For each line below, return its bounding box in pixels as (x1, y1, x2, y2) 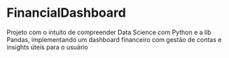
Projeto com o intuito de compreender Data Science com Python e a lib (6, 28, 211, 36)
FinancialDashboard (6, 5, 127, 21)
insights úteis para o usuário (6, 43, 88, 51)
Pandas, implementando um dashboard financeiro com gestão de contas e (6, 35, 222, 43)
